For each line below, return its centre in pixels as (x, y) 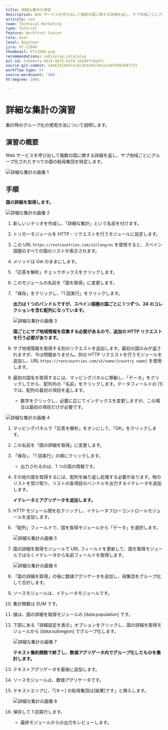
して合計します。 (30, 583)
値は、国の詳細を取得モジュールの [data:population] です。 (73, 615)
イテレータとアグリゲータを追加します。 (54, 500)
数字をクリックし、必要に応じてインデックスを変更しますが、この (88, 401)
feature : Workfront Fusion (34, 33)
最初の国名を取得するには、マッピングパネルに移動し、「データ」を (82, 378)
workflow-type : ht (25, 70)
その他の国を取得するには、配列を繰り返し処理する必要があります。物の (87, 477)
